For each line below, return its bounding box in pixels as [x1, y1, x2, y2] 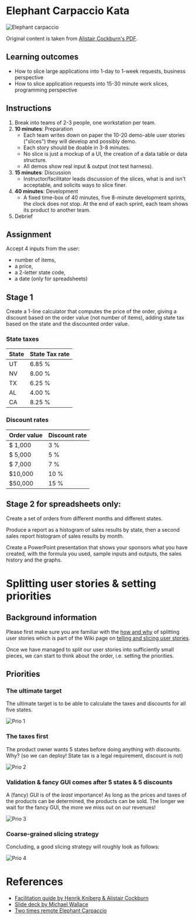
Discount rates [6, 416, 49, 424]
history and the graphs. [6, 556, 63, 563]
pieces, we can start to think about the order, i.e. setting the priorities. [6, 652, 174, 659]
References [6, 875, 63, 888]
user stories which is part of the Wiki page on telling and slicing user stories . [6, 634, 190, 642]
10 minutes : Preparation [14, 125, 73, 132]
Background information [6, 613, 97, 623]
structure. [23, 156, 47, 163]
